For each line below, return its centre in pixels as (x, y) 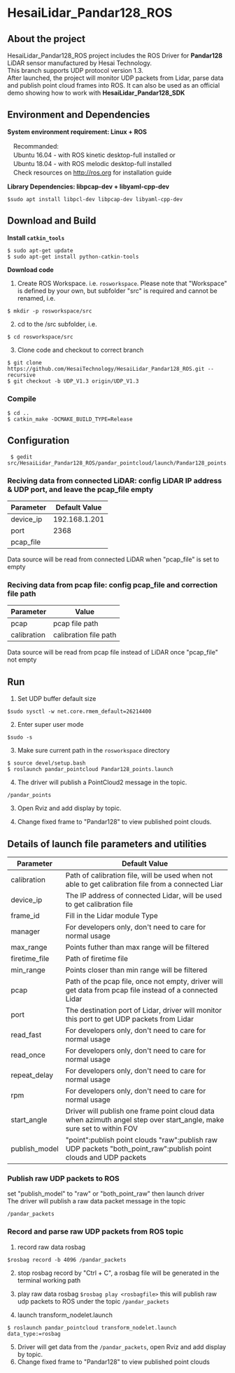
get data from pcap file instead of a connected (142, 990)
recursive (22, 375)
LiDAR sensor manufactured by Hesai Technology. (80, 63)
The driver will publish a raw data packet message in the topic (97, 1201)
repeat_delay (32, 1075)
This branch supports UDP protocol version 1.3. (75, 70)
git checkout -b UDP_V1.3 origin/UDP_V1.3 (76, 381)
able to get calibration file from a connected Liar (144, 884)
